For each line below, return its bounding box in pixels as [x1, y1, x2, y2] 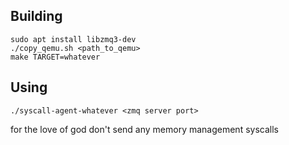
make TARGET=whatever [10, 52, 101, 62]
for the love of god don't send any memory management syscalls [10, 123, 279, 135]
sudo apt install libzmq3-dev [10, 34, 137, 44]
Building [10, 8, 63, 25]
